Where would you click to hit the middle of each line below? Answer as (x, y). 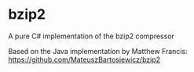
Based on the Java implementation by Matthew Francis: (98, 51)
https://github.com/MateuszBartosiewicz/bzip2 (84, 59)
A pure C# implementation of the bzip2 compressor (92, 36)
